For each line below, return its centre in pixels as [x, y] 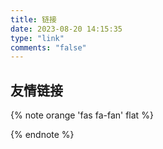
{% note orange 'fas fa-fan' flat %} [82, 115]
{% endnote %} [42, 135]
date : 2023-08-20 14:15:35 [66, 29]
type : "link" [37, 38]
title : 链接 [33, 19]
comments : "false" [48, 47]
